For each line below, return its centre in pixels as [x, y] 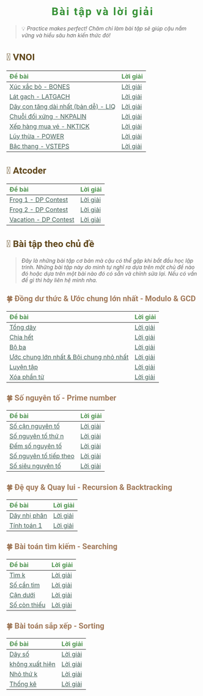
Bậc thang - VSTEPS [39, 146]
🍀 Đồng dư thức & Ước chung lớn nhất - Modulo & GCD [101, 299]
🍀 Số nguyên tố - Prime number [61, 398]
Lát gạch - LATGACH [40, 97]
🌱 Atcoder [27, 170]
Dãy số [19, 654]
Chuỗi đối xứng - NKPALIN [48, 116]
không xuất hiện [33, 664]
